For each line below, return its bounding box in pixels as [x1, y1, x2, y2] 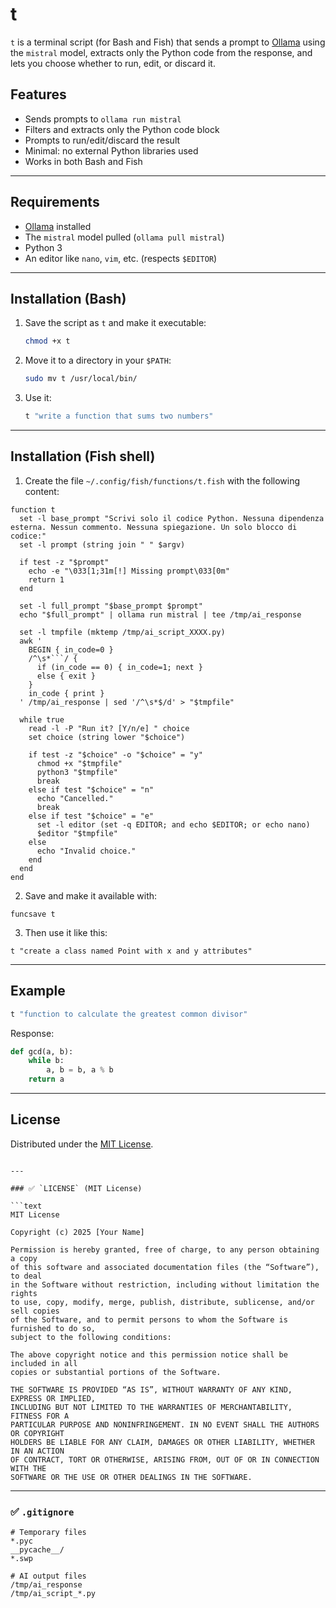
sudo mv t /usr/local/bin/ [24, 374, 138, 384]
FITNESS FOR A [10, 1411, 70, 1421]
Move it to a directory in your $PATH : [24, 354, 172, 367]
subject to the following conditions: [10, 1332, 172, 1342]
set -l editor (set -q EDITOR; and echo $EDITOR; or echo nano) [36, 819, 311, 830]
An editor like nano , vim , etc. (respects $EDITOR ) [24, 252, 218, 264]
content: [24, 485, 60, 497]
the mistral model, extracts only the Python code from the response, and [10, 46, 313, 58]
